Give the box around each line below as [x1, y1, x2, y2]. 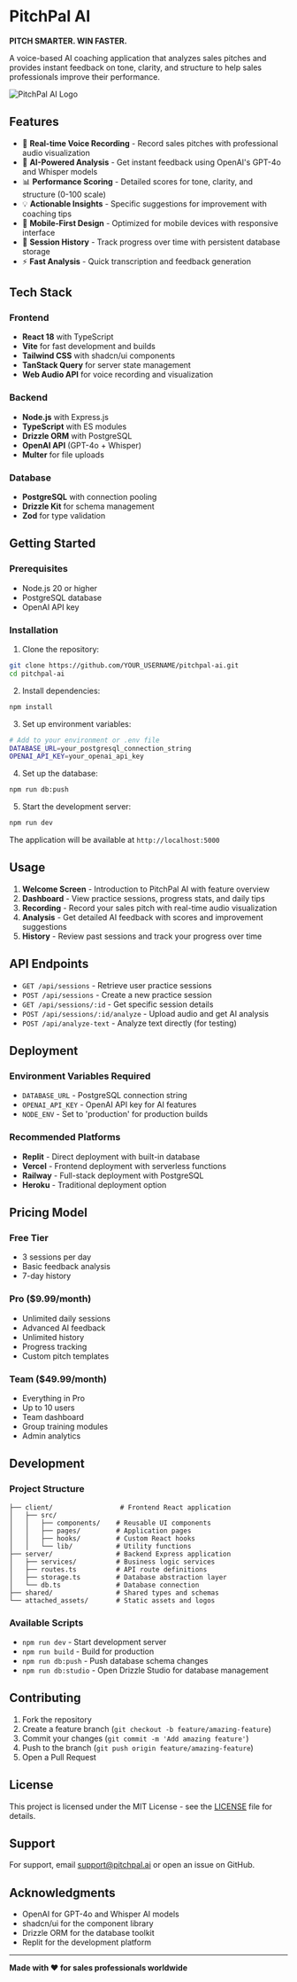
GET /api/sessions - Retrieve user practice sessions [21, 979, 212, 990]
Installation [9, 623, 59, 636]
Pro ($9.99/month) [9, 1292, 92, 1305]
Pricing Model [9, 1206, 88, 1221]
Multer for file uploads [21, 449, 104, 460]
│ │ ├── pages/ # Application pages [9, 1526, 192, 1535]
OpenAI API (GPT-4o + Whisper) [21, 440, 142, 450]
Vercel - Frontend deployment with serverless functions [21, 1160, 227, 1171]
